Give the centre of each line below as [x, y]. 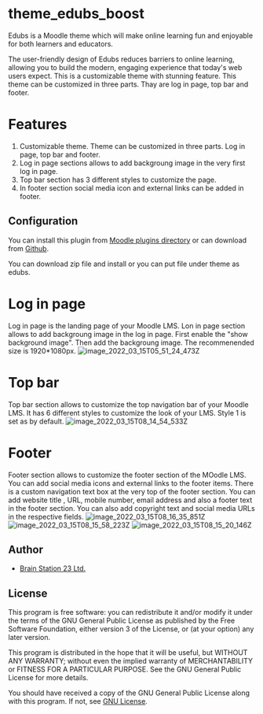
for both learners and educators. [61, 43]
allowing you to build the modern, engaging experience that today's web [125, 67]
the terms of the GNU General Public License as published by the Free [122, 621]
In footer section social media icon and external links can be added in [132, 188]
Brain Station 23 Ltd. [53, 568]
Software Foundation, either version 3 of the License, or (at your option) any [131, 629]
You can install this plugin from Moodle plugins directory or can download [128, 240]
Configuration [43, 221]
